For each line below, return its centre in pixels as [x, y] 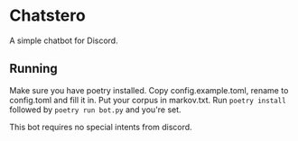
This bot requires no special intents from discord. [101, 127]
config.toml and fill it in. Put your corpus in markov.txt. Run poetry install [148, 100]
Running [34, 69]
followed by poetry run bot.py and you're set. [96, 110]
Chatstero [47, 16]
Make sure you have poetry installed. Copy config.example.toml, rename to [149, 90]
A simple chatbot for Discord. [64, 40]
